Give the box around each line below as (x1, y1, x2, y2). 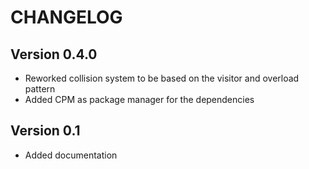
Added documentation (24, 149, 118, 161)
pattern (24, 83, 56, 95)
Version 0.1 (10, 122, 81, 140)
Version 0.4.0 (10, 46, 98, 63)
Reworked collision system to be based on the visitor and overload (24, 72, 300, 84)
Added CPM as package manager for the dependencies (24, 94, 255, 105)
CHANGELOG (10, 6, 123, 29)
